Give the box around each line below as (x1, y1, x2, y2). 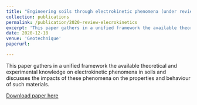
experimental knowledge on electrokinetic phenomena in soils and (6, 68, 167, 75)
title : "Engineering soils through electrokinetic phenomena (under (6, 8, 177, 15)
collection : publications (6, 14, 69, 20)
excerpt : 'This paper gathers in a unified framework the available (6, 24, 177, 31)
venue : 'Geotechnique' (6, 36, 62, 41)
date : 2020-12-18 (6, 30, 49, 36)
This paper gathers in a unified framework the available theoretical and (6, 62, 177, 69)
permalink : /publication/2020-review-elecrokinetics (6, 19, 138, 25)
